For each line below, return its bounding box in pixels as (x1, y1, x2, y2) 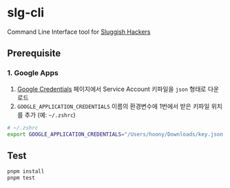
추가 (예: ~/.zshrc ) (24, 110, 76, 118)
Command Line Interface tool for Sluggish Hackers (7, 28, 151, 36)
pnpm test (7, 174, 36, 182)
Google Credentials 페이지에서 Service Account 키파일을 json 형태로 (17, 85, 207, 93)
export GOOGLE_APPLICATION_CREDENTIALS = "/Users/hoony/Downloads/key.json (7, 131, 224, 138)
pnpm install (7, 168, 45, 175)
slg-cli (7, 5, 45, 21)
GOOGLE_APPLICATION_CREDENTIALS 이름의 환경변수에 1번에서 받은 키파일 (17, 102, 210, 110)
